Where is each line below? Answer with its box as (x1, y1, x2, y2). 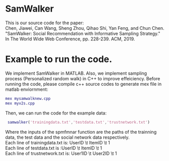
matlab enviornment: (5, 86, 48, 92)
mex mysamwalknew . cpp (5, 96, 51, 101)
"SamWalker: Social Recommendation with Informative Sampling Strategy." (5, 30, 160, 36)
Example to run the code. (5, 53, 112, 65)
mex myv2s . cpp (5, 100, 35, 106)
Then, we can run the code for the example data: (5, 110, 107, 116)
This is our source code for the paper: (5, 20, 84, 26)
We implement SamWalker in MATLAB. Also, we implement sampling (5, 70, 147, 76)
